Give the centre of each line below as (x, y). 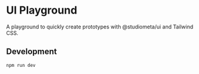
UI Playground (42, 10)
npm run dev (21, 65)
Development (32, 52)
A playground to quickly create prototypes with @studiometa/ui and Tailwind (100, 27)
